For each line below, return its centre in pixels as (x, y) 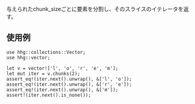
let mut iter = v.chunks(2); (43, 73)
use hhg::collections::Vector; (46, 52)
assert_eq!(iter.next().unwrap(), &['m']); (62, 90)
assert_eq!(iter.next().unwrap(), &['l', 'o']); (69, 79)
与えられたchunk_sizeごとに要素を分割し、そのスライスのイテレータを (95, 9)
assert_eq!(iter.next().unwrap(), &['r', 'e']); (69, 84)
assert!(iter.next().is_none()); (49, 95)
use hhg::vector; (28, 58)
